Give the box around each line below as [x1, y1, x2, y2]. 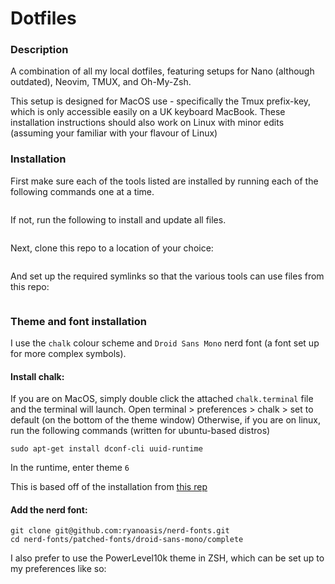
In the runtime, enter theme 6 [10, 462, 130, 474]
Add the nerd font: [10, 503, 88, 516]
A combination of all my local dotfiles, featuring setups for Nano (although [10, 65, 315, 77]
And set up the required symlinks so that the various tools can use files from [10, 270, 325, 282]
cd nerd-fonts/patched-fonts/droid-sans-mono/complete [10, 535, 244, 545]
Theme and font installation [10, 314, 147, 328]
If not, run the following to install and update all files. [10, 213, 227, 226]
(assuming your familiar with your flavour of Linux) [10, 127, 218, 139]
